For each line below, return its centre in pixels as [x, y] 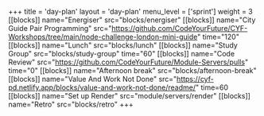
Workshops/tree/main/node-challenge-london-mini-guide [103, 37]
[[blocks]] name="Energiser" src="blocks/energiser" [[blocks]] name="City [132, 20]
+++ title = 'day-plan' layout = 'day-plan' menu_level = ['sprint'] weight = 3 [130, 12]
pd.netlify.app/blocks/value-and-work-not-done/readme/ [102, 87]
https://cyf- [195, 79]
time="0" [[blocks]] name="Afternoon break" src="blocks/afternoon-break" [132, 70]
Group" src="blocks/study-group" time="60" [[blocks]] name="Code [122, 54]
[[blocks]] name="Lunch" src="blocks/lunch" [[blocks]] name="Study [123, 45]
